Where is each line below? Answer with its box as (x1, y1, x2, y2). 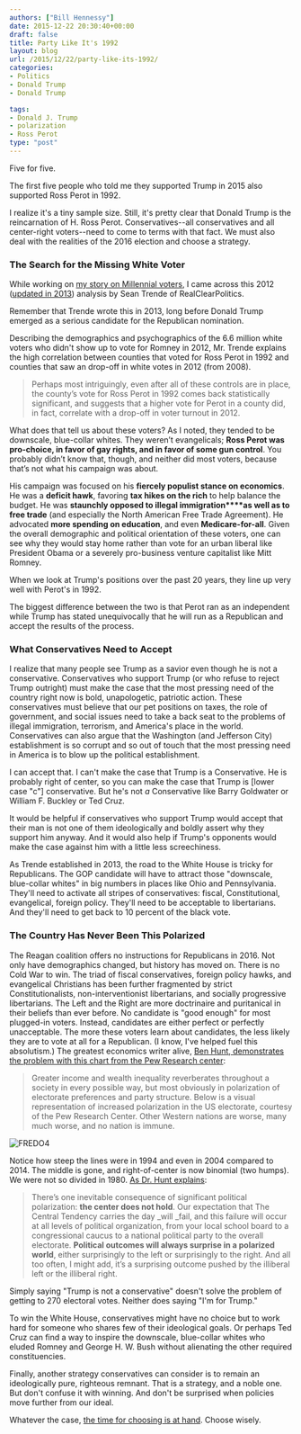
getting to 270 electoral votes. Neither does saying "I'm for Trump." (9, 1295, 258, 1305)
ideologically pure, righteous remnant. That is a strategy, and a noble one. (9, 1377, 283, 1388)
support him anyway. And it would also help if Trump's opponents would (9, 832, 277, 843)
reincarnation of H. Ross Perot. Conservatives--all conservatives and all (9, 217, 275, 228)
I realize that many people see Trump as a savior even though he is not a (9, 663, 279, 675)
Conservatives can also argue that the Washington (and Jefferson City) (9, 730, 272, 741)
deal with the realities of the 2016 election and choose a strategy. (9, 236, 252, 246)
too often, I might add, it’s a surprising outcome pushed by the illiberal (31, 1259, 290, 1269)
